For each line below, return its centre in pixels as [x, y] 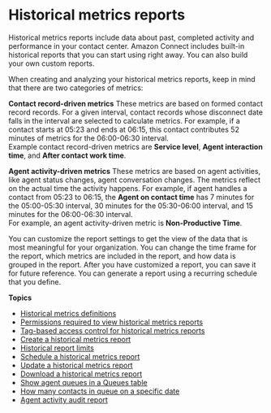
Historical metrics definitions [68, 313]
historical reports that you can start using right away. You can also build [128, 54]
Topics [20, 298]
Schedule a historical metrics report [80, 356]
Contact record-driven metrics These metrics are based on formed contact [136, 103]
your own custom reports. [52, 63]
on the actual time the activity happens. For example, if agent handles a [128, 188]
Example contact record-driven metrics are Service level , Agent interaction [136, 146]
